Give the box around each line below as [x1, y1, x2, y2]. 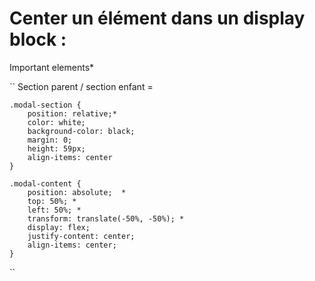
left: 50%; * [27, 205, 82, 215]
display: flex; [27, 222, 91, 232]
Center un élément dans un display [9, 7, 306, 30]
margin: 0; [27, 135, 73, 145]
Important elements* [9, 61, 95, 73]
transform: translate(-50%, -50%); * [27, 213, 185, 224]
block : [9, 28, 67, 51]
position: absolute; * [27, 187, 127, 197]
